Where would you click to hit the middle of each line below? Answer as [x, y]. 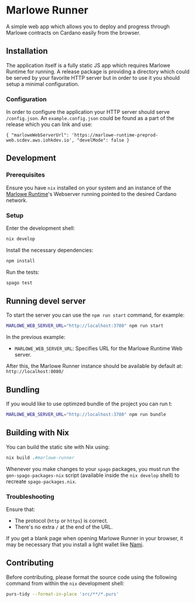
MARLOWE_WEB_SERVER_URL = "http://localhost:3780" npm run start [85, 326]
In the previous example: [36, 337]
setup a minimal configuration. [43, 84]
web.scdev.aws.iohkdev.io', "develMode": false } [68, 140]
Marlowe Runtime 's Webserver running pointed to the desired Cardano [91, 194]
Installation [27, 51]
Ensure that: [20, 509]
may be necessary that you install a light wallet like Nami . [75, 545]
